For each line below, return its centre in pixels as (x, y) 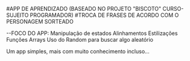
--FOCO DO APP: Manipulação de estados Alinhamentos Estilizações (92, 33)
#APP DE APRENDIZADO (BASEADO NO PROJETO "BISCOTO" (84, 9)
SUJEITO (17, 15)
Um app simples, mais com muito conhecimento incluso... (78, 51)
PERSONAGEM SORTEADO (40, 21)
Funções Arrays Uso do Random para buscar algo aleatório (80, 40)
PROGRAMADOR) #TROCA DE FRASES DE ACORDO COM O (104, 15)
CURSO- (173, 9)
